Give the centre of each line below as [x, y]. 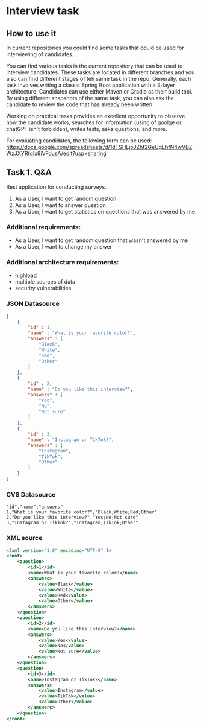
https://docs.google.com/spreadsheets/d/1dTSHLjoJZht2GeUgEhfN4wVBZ [99, 147]
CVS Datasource [31, 494]
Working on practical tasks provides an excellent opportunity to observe [96, 116]
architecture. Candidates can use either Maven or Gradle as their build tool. [99, 91]
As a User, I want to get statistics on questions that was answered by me [105, 211]
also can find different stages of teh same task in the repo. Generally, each [99, 79]
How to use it [31, 33]
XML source [24, 538]
